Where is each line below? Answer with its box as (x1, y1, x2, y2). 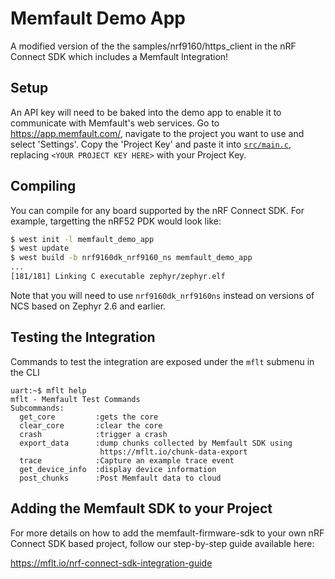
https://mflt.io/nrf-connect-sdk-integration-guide (10, 557, 213, 569)
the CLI (10, 366, 40, 378)
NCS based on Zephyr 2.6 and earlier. (10, 300, 167, 312)
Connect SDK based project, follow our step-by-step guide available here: (10, 537, 315, 549)
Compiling (10, 178, 77, 195)
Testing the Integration (10, 329, 156, 346)
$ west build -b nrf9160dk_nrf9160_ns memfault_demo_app (10, 253, 253, 263)
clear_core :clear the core (19, 420, 163, 431)
